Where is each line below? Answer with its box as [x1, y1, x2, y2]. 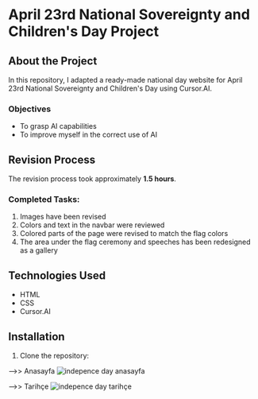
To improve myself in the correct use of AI [19, 130, 157, 140]
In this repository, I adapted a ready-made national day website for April [8, 76, 243, 84]
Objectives [8, 103, 52, 114]
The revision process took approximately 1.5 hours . [8, 174, 177, 184]
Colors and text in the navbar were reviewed [19, 220, 165, 230]
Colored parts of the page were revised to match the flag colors [19, 229, 229, 238]
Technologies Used [8, 269, 106, 282]
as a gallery [19, 246, 58, 255]
